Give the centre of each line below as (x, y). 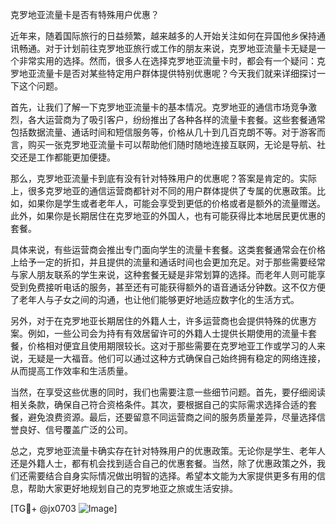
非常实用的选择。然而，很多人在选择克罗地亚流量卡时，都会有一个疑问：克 (172, 61)
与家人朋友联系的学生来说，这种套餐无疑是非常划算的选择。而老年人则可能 (163, 274)
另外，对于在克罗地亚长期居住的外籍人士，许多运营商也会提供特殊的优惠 (159, 321)
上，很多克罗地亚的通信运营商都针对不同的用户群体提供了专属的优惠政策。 (163, 191)
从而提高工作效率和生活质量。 (71, 371)
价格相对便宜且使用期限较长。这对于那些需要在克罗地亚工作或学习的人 (172, 346)
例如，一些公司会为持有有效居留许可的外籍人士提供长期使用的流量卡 (167, 333)
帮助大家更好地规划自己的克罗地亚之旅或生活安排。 (132, 488)
